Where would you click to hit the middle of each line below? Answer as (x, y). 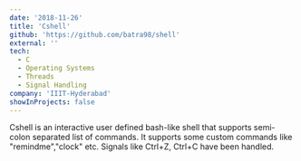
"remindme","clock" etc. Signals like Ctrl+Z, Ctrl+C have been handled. (142, 147)
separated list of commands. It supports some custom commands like (162, 137)
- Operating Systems (56, 69)
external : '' (34, 43)
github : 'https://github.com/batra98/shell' (95, 34)
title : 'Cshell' (40, 26)
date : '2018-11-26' (46, 18)
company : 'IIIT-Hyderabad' (60, 93)
